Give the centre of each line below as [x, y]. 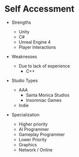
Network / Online [35, 150]
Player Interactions [37, 47]
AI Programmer [34, 129]
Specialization [25, 114]
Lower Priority [33, 140]
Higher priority [33, 124]
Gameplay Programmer [42, 134]
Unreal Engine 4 [35, 42]
